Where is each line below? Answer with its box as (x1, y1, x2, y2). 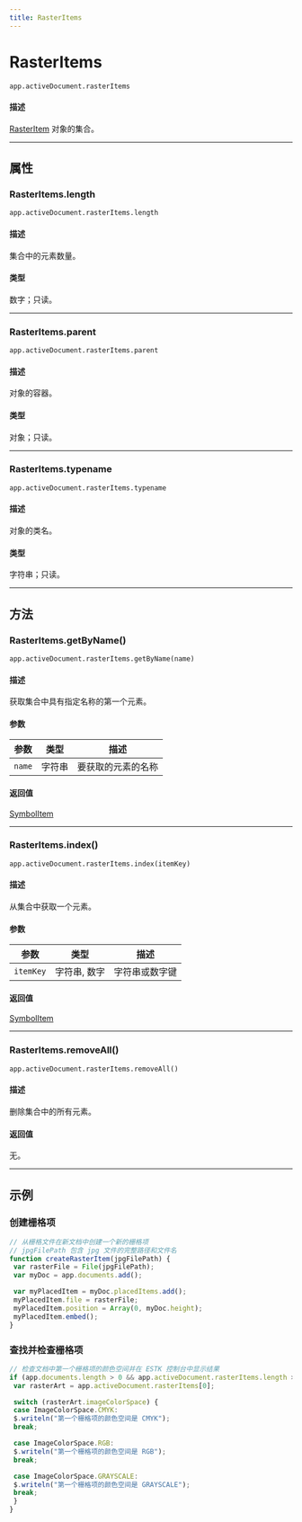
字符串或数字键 (113, 966, 177, 978)
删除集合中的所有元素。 (9, 1106, 96, 1117)
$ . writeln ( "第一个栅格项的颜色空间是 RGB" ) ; (13, 1446, 166, 1456)
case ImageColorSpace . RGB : (13, 1439, 115, 1448)
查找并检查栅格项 (9, 1343, 84, 1356)
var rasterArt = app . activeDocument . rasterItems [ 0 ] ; (13, 1381, 216, 1390)
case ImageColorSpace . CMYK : (13, 1406, 119, 1415)
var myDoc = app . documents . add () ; (13, 1271, 143, 1280)
